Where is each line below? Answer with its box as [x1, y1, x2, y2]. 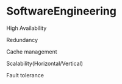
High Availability [6, 24, 47, 32]
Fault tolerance [6, 71, 45, 79]
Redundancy [6, 36, 38, 43]
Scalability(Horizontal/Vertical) [6, 60, 84, 67]
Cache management [6, 47, 57, 55]
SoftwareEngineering [6, 4, 117, 18]
